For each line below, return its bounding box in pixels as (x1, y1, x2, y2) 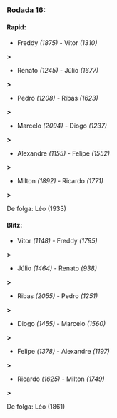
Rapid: (6, 23, 26, 31)
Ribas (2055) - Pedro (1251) (16, 292, 98, 300)
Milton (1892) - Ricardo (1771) (16, 177, 104, 185)
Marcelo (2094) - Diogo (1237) (16, 121, 108, 130)
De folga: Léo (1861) (6, 402, 66, 411)
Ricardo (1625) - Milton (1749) (16, 374, 105, 383)
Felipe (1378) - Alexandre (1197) (16, 347, 110, 356)
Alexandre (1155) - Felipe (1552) (16, 149, 111, 158)
